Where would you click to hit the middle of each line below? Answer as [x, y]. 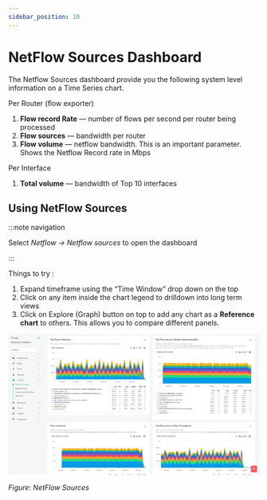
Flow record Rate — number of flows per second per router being [128, 119]
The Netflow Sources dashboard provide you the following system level [126, 79]
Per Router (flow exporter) [51, 103]
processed [37, 127]
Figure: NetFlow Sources [49, 488]
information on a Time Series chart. [66, 88]
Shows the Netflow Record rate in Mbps [85, 152]
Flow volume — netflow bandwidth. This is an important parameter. [130, 144]
